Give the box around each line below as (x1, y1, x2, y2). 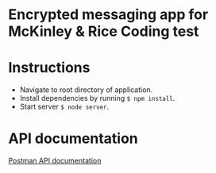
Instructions (8, 59, 91, 77)
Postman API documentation (8, 156, 102, 166)
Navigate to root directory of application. (19, 85, 153, 94)
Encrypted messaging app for (8, 6, 209, 24)
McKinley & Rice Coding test (8, 22, 199, 40)
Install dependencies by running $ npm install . (19, 94, 175, 103)
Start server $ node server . (19, 102, 110, 112)
